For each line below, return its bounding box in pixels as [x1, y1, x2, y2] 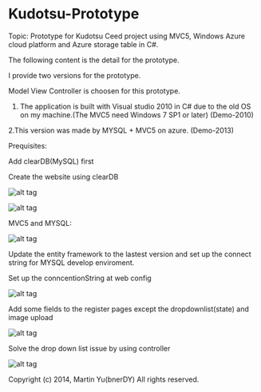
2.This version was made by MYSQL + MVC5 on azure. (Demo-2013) [8, 125, 234, 135]
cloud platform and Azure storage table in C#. [8, 39, 159, 49]
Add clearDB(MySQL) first [8, 156, 94, 166]
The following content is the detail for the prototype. [8, 55, 180, 65]
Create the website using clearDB [8, 172, 119, 181]
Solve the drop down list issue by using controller [8, 343, 171, 353]
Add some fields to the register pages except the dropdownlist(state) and [8, 304, 250, 314]
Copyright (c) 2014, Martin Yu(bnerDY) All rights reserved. [8, 374, 200, 384]
